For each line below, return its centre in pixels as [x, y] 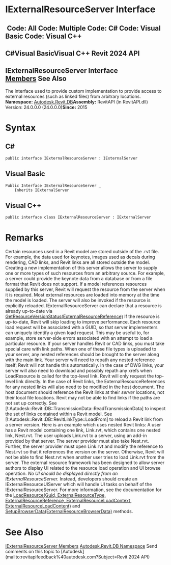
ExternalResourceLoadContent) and [43, 506]
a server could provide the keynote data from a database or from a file [79, 279]
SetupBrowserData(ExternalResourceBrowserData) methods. [69, 512]
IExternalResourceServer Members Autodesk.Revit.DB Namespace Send [81, 546]
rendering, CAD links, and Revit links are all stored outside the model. [78, 262]
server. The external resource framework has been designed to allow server [85, 463]
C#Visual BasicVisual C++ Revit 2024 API [73, 53]
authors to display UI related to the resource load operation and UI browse [83, 468]
